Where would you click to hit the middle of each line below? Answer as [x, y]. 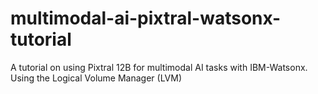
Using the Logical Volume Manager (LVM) [96, 78]
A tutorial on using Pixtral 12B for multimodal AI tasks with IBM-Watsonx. [159, 67]
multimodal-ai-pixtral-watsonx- [146, 18]
